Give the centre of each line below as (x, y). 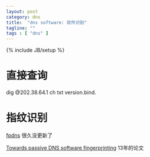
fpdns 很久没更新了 (29, 135)
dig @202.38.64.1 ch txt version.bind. (51, 92)
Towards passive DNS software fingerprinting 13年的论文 (75, 148)
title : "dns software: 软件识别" (46, 22)
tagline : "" (21, 28)
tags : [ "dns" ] (27, 34)
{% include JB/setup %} (35, 50)
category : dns (24, 17)
